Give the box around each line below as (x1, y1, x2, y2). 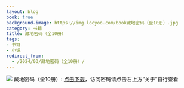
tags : (6, 36, 20, 42)
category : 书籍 (6, 25, 42, 32)
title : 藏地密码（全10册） (6, 31, 66, 37)
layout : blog (6, 8, 39, 15)
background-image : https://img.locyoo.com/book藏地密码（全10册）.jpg (6, 20, 179, 26)
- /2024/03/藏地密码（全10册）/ (11, 58, 85, 64)
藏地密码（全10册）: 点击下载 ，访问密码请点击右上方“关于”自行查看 (13, 76, 179, 83)
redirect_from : (6, 53, 44, 59)
